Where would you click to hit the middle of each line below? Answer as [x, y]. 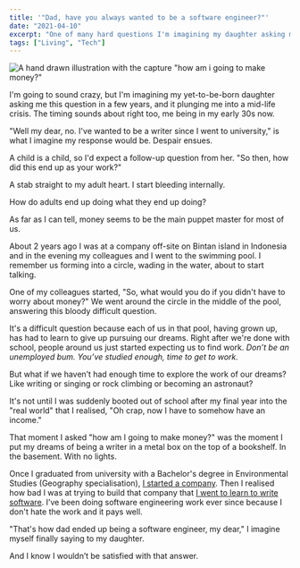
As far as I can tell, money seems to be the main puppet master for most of [147, 219]
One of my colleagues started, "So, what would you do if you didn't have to [147, 292]
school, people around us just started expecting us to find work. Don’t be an [150, 348]
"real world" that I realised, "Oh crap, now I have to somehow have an [137, 411]
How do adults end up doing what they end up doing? [108, 202]
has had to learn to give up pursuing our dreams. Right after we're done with [150, 338]
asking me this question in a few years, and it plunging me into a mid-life [142, 105]
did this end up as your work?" [66, 167]
